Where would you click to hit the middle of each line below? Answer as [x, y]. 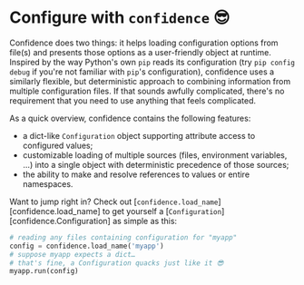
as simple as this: [145, 221]
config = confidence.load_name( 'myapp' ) [87, 246]
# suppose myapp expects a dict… [73, 254]
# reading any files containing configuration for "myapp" [123, 237]
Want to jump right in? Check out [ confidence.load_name [114, 201]
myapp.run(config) [44, 271]
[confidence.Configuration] [60, 221]
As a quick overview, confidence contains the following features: [130, 118]
